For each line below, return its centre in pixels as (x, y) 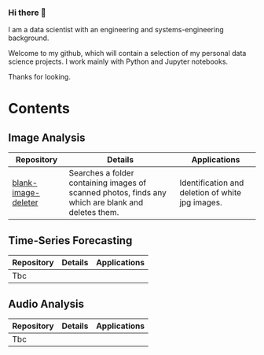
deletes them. (94, 213)
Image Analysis (47, 137)
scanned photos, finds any (118, 193)
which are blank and (106, 202)
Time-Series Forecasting (70, 240)
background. (29, 38)
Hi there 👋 (27, 13)
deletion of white (211, 193)
